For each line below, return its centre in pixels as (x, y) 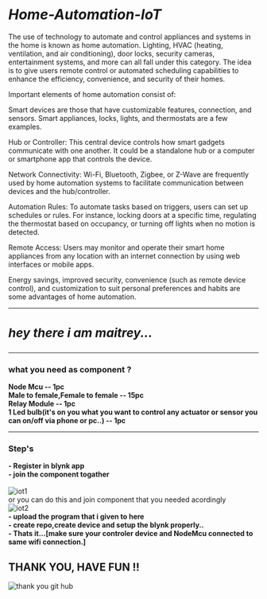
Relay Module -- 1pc (42, 404)
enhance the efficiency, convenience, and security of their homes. (117, 79)
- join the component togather (59, 474)
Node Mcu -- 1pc (37, 387)
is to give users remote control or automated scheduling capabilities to (124, 70)
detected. (24, 231)
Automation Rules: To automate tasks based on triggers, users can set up (128, 206)
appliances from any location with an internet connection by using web (124, 255)
